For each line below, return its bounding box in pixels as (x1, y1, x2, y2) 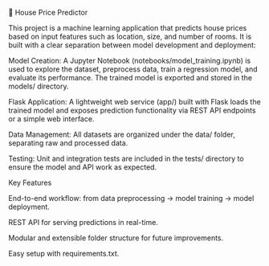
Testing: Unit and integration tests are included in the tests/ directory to (8, 153, 244, 163)
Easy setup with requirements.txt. (8, 249, 120, 258)
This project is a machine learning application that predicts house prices (8, 23, 247, 32)
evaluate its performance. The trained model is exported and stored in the (8, 73, 253, 82)
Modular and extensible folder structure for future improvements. (8, 233, 224, 243)
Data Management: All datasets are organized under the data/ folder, (8, 129, 235, 139)
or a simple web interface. (8, 114, 95, 124)
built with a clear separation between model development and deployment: (8, 40, 256, 50)
